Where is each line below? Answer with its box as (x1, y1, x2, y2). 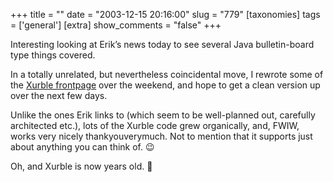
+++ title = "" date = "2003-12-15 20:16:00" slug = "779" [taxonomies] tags (10, 9, 321, 20)
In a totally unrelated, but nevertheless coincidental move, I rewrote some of (10, 69, 324, 80)
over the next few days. (10, 90, 108, 101)
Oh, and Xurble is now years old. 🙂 (10, 160, 153, 172)
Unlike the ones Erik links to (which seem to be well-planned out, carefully (10, 109, 316, 121)
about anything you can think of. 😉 (10, 141, 155, 153)
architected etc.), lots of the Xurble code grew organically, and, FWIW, (10, 120, 300, 131)
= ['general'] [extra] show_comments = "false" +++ (10, 19, 222, 31)
